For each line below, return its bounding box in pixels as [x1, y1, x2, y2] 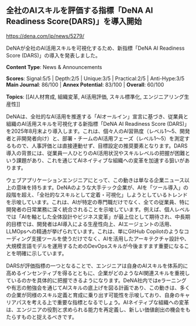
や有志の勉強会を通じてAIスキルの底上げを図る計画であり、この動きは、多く [6, 284, 190, 291]
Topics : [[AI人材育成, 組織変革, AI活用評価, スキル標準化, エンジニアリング [6, 93, 184, 100]
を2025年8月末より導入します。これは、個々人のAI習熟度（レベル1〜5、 [6, 128, 180, 135]
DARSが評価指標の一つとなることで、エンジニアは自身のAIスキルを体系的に [6, 262, 188, 269]
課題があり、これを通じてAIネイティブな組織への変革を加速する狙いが [16, 157, 185, 164]
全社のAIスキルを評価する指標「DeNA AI [6, 5, 153, 16]
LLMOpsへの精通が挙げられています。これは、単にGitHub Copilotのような [6, 228, 184, 235]
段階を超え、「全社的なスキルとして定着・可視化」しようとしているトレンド [6, 191, 188, 198]
